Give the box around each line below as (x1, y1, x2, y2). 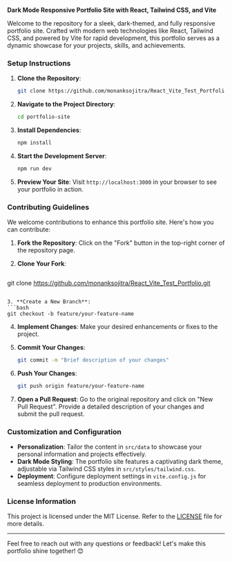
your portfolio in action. (17, 185, 84, 193)
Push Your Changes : (17, 369, 77, 377)
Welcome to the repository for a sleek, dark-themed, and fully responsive (7, 19, 215, 27)
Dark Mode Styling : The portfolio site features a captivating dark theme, (17, 458, 223, 466)
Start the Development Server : (17, 151, 107, 160)
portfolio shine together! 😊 (7, 547, 84, 555)
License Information (7, 497, 76, 507)
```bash (7, 304, 30, 312)
